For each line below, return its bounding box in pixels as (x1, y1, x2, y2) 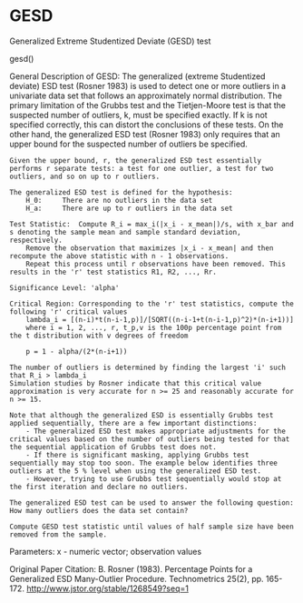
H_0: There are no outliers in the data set (25, 196, 213, 205)
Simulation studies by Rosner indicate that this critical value (9, 378, 261, 387)
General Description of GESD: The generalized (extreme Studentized (9, 70, 266, 82)
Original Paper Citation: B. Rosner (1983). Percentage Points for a (9, 563, 253, 574)
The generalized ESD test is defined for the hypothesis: (9, 187, 233, 196)
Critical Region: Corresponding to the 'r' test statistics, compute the (9, 299, 295, 308)
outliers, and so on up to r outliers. (9, 172, 161, 181)
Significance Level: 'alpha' (9, 283, 120, 292)
